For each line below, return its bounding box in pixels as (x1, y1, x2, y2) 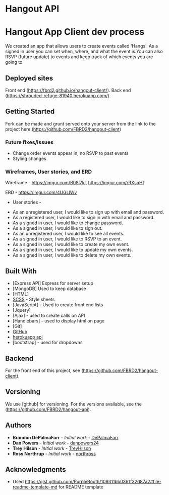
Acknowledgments (5, 465, 67, 474)
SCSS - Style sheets (12, 297, 55, 303)
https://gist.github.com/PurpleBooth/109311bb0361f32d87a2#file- (25, 479, 161, 485)
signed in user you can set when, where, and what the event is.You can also (5, 49, 163, 55)
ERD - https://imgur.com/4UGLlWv (5, 189, 77, 195)
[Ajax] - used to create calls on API (12, 312, 85, 319)
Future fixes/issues (5, 139, 54, 146)
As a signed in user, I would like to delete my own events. (12, 252, 132, 258)
